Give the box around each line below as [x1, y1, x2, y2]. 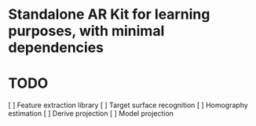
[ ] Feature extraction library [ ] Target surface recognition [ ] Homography [8, 100, 249, 110]
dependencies [8, 39, 104, 56]
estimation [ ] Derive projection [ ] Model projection [8, 109, 174, 118]
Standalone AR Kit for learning [8, 5, 210, 23]
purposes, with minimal [8, 22, 165, 40]
